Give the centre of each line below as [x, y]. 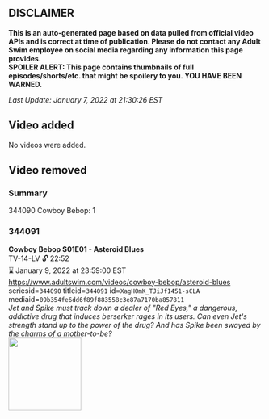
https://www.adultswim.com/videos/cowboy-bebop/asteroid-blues [120, 282]
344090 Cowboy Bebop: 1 [52, 211]
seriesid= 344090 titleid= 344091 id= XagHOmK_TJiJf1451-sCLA [104, 291]
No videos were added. [47, 145]
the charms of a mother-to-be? [60, 333]
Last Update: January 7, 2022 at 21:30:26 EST [86, 99]
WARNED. [25, 84]
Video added [41, 126]
